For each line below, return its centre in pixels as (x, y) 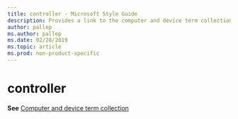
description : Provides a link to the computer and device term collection (120, 21)
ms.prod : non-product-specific (53, 54)
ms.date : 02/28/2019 (38, 40)
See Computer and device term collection (68, 108)
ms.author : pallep (34, 34)
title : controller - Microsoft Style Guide (73, 14)
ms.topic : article (34, 47)
